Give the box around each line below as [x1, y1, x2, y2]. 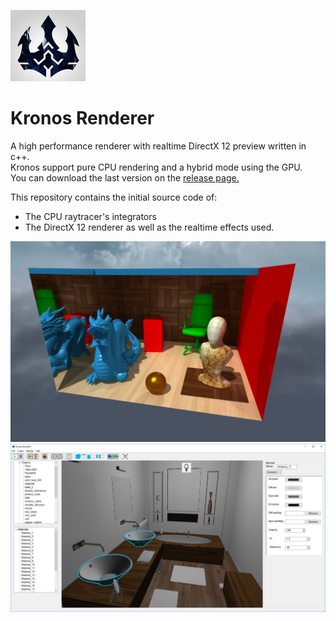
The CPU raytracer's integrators [24, 210, 157, 222]
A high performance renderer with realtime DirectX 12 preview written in [10, 140, 307, 152]
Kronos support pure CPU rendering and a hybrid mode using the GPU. [10, 161, 303, 173]
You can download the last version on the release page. [10, 171, 240, 184]
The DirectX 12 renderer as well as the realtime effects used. [24, 221, 275, 233]
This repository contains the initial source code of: [10, 191, 218, 203]
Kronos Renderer [10, 107, 155, 130]
